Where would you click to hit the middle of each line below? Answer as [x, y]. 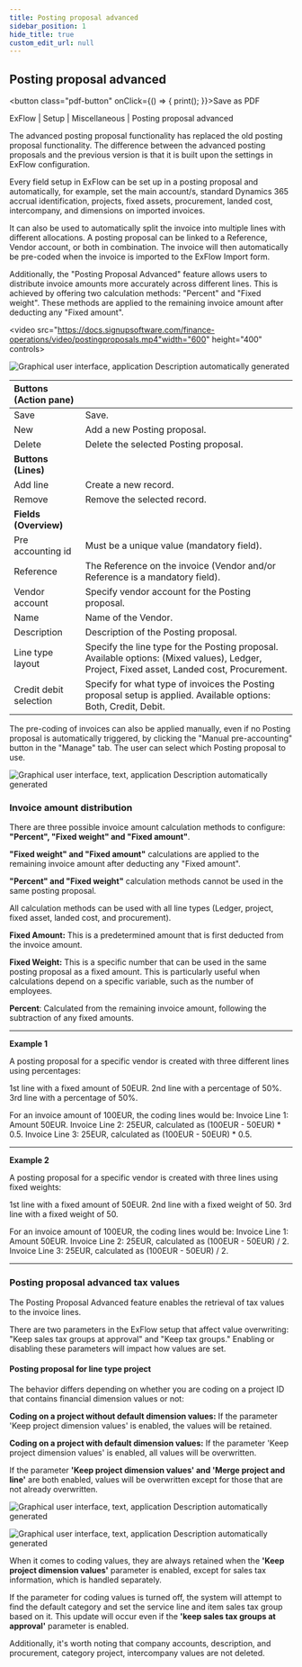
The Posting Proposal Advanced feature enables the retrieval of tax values [147, 1302]
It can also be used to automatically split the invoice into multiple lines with [147, 228]
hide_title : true [42, 34]
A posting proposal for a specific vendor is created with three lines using [144, 1178]
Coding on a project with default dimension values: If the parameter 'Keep [149, 1443]
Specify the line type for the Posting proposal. [182, 647]
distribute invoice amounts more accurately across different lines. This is [144, 284]
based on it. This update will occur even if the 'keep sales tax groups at [142, 1616]
